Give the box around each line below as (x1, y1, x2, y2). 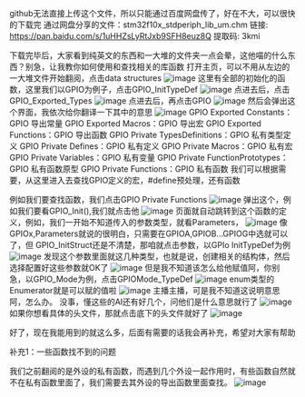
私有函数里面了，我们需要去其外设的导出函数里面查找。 (25, 377, 232, 388)
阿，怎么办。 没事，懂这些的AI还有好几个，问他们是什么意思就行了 (9, 296, 259, 307)
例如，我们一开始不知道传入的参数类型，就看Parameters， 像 (25, 217, 288, 227)
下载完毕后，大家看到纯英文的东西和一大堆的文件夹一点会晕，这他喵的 (9, 50, 272, 61)
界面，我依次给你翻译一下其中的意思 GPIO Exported (16, 107, 245, 117)
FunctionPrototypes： (207, 153, 289, 163)
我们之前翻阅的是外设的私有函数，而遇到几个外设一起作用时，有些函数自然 (9, 366, 288, 376)
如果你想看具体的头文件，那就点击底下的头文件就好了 (9, 308, 209, 318)
